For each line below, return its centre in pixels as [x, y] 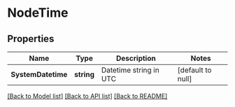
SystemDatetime [39, 74]
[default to [194, 70]
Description [136, 58]
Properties [31, 39]
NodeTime [38, 13]
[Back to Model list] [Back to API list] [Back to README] [87, 96]
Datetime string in [130, 70]
